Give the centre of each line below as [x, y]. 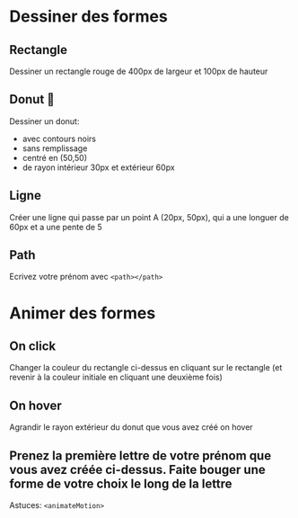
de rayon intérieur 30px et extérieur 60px [98, 167]
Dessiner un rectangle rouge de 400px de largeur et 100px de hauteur [139, 71]
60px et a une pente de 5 [56, 227]
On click [33, 347]
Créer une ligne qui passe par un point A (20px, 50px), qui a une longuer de [149, 217]
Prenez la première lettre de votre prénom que [140, 455]
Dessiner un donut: [44, 121]
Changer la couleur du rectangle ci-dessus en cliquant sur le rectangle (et [146, 368]
